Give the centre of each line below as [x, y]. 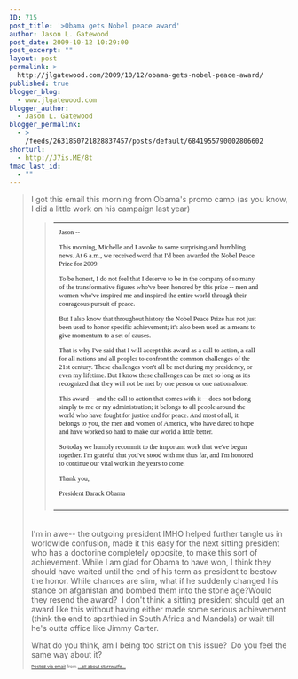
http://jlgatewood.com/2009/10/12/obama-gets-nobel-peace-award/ [141, 75]
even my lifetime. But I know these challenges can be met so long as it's [155, 375]
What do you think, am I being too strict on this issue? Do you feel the [159, 645]
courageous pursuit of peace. [97, 304]
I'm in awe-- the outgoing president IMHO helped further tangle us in [157, 534]
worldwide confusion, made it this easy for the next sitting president [155, 543]
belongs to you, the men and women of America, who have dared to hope [157, 424]
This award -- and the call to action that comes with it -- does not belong [155, 399]
